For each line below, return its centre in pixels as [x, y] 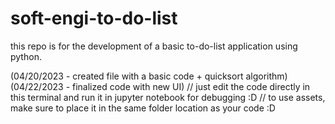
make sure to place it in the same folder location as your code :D [143, 108]
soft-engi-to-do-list [94, 18]
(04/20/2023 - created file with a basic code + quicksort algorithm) [149, 76]
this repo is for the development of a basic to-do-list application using [154, 46]
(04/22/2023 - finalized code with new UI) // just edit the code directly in [160, 86]
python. [26, 56]
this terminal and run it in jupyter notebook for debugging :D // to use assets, [168, 97]
